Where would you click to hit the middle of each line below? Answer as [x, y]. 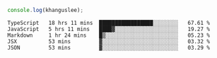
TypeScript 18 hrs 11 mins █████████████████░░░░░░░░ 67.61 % [109, 23]
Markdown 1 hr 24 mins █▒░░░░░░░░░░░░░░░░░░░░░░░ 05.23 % [109, 35]
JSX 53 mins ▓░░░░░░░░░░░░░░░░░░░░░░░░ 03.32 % [109, 41]
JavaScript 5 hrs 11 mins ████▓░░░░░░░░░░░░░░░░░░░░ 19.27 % [109, 29]
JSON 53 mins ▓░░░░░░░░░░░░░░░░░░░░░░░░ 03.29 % [109, 47]
